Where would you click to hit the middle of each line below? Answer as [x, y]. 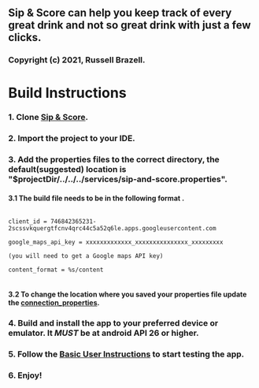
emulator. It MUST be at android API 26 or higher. [104, 333]
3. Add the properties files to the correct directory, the [114, 159]
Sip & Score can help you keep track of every [120, 13]
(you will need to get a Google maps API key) [86, 256]
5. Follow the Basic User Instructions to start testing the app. [126, 354]
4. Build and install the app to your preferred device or [113, 323]
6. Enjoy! [25, 375]
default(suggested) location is [67, 170]
